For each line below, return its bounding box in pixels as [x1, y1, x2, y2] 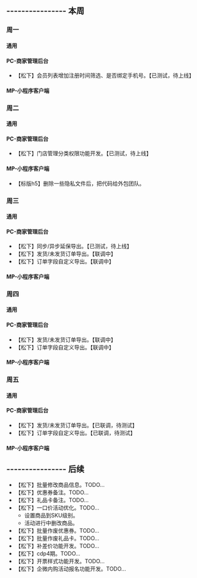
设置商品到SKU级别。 [24, 512, 79, 519]
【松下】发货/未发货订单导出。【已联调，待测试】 [15, 421, 138, 429]
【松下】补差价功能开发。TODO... [15, 543, 99, 550]
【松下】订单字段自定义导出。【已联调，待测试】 [15, 429, 136, 436]
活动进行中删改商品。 [24, 519, 78, 527]
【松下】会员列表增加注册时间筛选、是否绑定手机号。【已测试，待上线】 [15, 72, 195, 79]
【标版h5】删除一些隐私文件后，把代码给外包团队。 [15, 180, 145, 187]
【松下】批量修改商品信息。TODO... [15, 481, 105, 489]
